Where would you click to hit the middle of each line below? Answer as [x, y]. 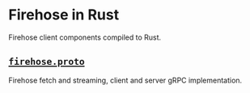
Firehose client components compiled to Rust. [85, 37]
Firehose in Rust [64, 15]
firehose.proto [47, 62]
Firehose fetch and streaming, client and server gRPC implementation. [125, 80]
